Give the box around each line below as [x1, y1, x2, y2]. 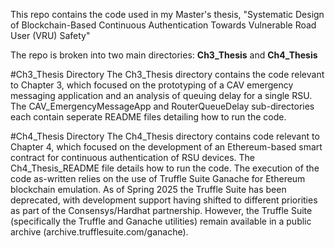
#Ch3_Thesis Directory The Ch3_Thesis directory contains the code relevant [10, 69, 325, 80]
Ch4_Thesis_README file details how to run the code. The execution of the [10, 162, 320, 174]
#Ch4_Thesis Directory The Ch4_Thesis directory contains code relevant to [10, 130, 320, 142]
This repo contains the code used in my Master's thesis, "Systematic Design [10, 9, 325, 20]
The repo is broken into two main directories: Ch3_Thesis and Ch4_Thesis [10, 49, 318, 61]
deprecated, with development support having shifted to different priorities [10, 194, 318, 206]
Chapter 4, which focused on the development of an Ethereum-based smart [10, 141, 323, 153]
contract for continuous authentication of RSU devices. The [10, 152, 256, 163]
